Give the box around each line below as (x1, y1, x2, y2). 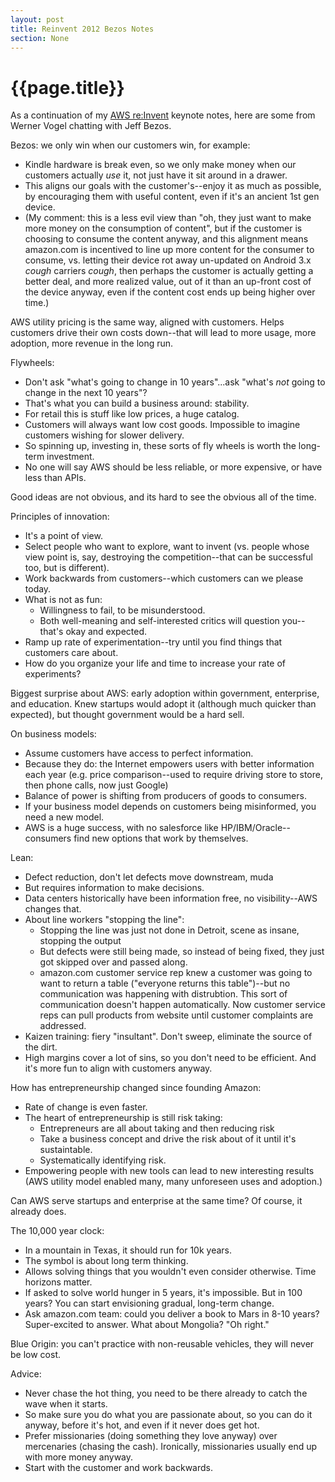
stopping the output (39, 935, 122, 947)
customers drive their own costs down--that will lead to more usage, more (10, 327, 317, 339)
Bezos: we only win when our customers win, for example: (10, 139, 251, 151)
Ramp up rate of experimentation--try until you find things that (24, 636, 283, 648)
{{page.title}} (10, 76, 125, 99)
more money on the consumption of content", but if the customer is (24, 222, 303, 235)
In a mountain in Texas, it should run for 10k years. (24, 1244, 233, 1256)
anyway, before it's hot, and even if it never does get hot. (24, 1419, 260, 1431)
